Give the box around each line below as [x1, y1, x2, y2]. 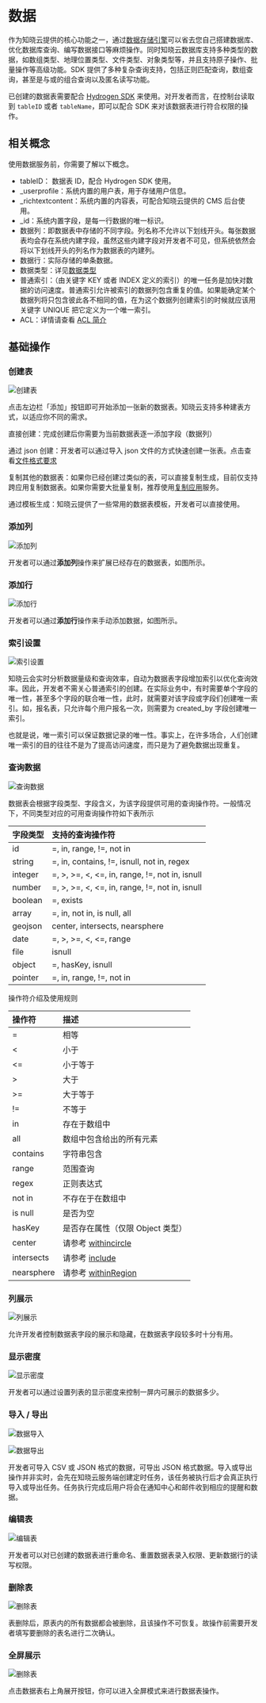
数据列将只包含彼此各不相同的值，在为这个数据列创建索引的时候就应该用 [19, 295, 256, 304]
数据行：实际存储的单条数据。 [19, 255, 117, 265]
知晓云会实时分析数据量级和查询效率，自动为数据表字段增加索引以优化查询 [8, 674, 251, 683]
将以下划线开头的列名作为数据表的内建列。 [19, 245, 159, 254]
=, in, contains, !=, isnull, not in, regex [51, 855, 190, 867]
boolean [12, 894, 43, 905]
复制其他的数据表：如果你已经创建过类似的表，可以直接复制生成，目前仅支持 [8, 473, 258, 482]
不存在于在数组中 [63, 1192, 127, 1204]
